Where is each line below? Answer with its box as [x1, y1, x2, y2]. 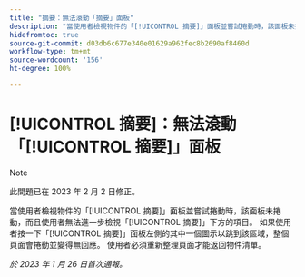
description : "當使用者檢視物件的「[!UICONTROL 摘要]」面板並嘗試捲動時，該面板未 [9, 22, 295, 31]
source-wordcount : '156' [9, 55, 103, 64]
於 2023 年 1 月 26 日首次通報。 [9, 258, 128, 269]
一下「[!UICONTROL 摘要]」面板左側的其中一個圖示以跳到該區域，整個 [25, 228, 290, 239]
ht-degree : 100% [9, 64, 71, 74]
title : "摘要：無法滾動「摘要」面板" [9, 13, 134, 23]
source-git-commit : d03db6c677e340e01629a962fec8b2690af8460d [9, 38, 250, 48]
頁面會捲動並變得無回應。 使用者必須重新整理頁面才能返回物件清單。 [9, 239, 266, 250]
